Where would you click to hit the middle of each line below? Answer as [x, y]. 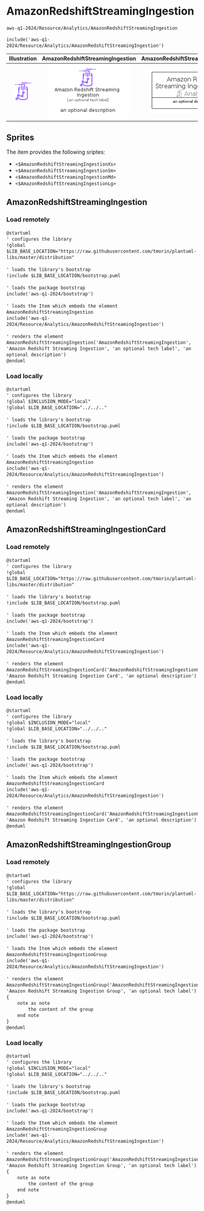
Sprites [20, 137]
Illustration [23, 58]
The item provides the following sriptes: [56, 152]
